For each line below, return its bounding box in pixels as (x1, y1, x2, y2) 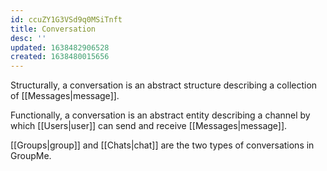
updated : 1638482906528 (10, 42, 110, 53)
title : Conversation (10, 24, 97, 34)
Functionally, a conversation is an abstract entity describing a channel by (10, 109, 311, 121)
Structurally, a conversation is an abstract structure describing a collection (10, 79, 318, 91)
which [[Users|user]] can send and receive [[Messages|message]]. (10, 120, 288, 132)
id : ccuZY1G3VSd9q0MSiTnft (10, 14, 123, 25)
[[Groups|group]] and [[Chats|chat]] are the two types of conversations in (10, 139, 315, 151)
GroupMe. (10, 150, 52, 162)
